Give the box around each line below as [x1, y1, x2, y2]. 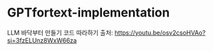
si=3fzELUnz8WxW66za [7, 36, 77, 44]
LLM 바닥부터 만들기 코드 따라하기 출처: [7, 28, 114, 37]
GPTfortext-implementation [7, 5, 170, 21]
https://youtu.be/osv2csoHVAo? [114, 28, 206, 37]
